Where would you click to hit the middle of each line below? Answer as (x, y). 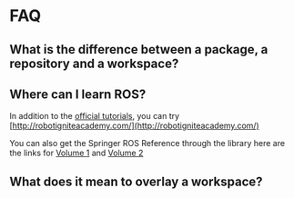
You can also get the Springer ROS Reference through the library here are (147, 144)
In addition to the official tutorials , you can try (95, 116)
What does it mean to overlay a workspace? (136, 181)
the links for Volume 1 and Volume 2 (76, 153)
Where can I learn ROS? (78, 94)
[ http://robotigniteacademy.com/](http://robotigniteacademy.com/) (134, 126)
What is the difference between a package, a (139, 49)
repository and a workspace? (94, 63)
